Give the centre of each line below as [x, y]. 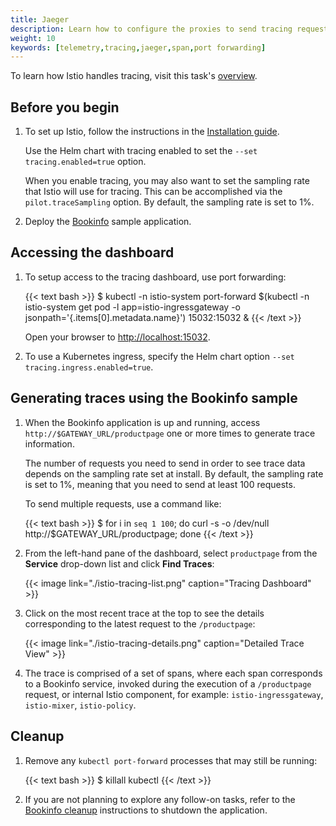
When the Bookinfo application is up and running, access [142, 422]
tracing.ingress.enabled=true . [89, 367]
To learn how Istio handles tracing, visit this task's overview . [134, 76]
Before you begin [65, 107]
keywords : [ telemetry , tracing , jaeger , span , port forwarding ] [138, 47]
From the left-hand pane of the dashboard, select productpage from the [171, 553]
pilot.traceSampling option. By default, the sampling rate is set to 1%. [169, 202]
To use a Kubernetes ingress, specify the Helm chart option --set [159, 356]
